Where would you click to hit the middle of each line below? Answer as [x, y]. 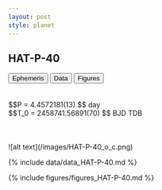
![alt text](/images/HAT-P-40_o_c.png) [71, 147]
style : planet [32, 25]
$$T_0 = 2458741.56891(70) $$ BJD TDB [75, 113]
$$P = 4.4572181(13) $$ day [54, 105]
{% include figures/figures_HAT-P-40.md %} [81, 178]
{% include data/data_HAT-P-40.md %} [73, 162]
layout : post [30, 17]
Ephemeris [28, 78]
